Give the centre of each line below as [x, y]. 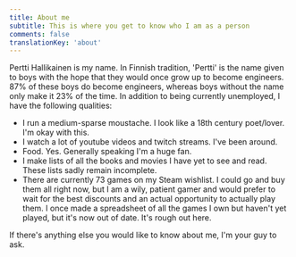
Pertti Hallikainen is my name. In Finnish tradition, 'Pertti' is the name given [147, 68]
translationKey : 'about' [55, 42]
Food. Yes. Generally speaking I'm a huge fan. [107, 152]
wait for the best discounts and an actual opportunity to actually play [148, 199]
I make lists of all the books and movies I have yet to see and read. [144, 161]
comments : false [39, 34]
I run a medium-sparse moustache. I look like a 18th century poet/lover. [153, 123]
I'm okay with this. [55, 133]
